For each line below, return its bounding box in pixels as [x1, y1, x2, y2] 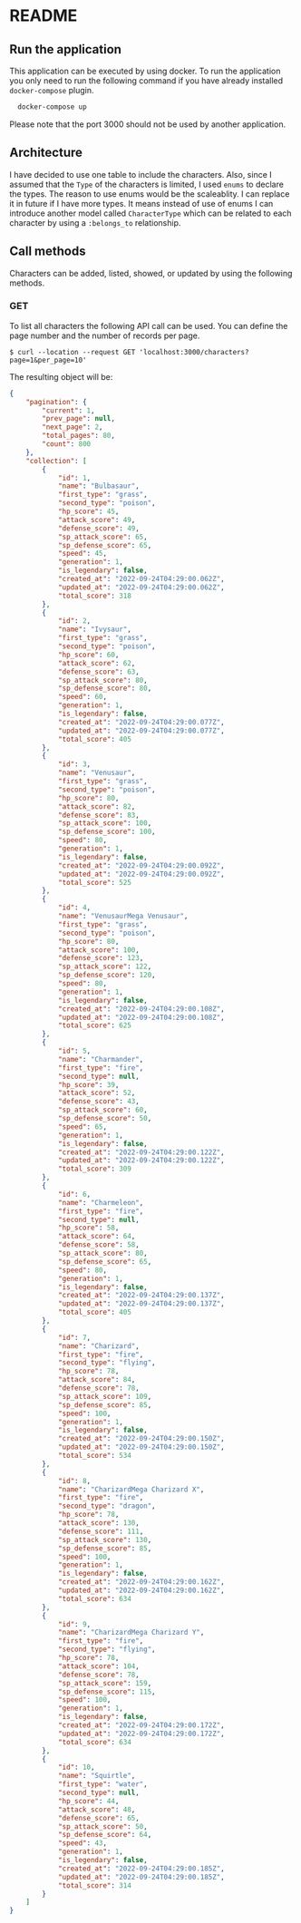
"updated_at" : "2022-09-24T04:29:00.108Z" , [57, 1013, 225, 1022]
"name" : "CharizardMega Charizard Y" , [57, 1628, 205, 1637]
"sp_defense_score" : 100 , [57, 827, 156, 837]
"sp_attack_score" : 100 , [57, 819, 152, 828]
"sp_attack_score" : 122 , [57, 962, 152, 971]
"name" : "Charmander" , [57, 1054, 144, 1063]
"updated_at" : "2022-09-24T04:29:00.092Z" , [57, 869, 225, 879]
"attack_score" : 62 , [57, 658, 136, 667]
